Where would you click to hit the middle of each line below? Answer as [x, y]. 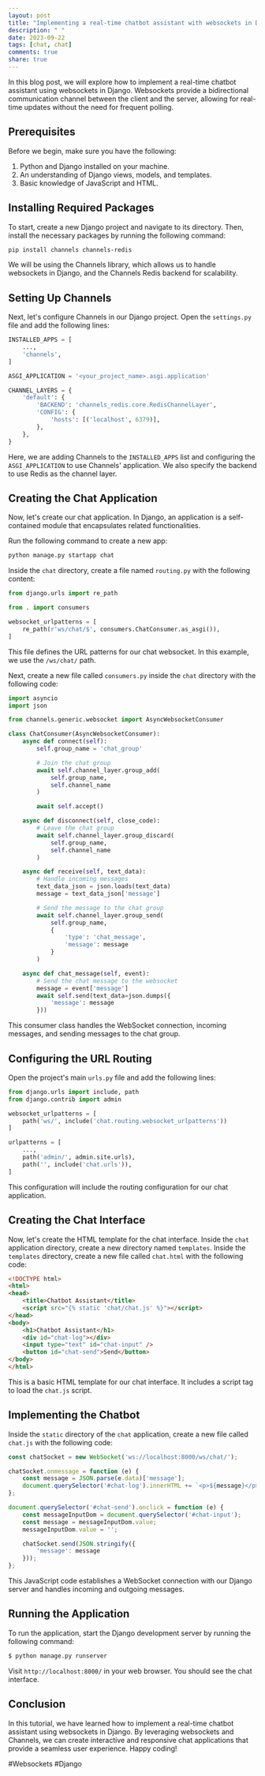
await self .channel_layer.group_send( [100, 915]
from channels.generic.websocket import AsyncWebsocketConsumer [116, 720]
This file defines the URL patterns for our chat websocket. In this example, [129, 651]
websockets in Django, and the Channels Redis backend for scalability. [123, 273]
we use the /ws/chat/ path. [52, 660]
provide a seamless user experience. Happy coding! [93, 1748]
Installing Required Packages [81, 208]
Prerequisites [42, 132]
